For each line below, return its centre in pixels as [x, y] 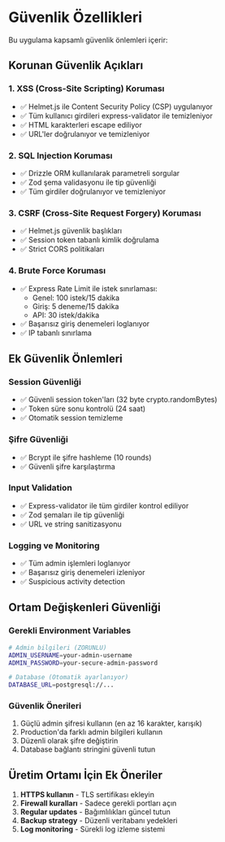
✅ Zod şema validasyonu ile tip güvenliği [88, 182]
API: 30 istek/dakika [66, 315]
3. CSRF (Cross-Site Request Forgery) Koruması [105, 213]
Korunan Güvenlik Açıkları [76, 65]
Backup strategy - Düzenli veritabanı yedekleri [99, 821]
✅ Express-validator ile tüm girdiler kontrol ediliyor [104, 505]
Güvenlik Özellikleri [76, 17]
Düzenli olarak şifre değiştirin [69, 741]
